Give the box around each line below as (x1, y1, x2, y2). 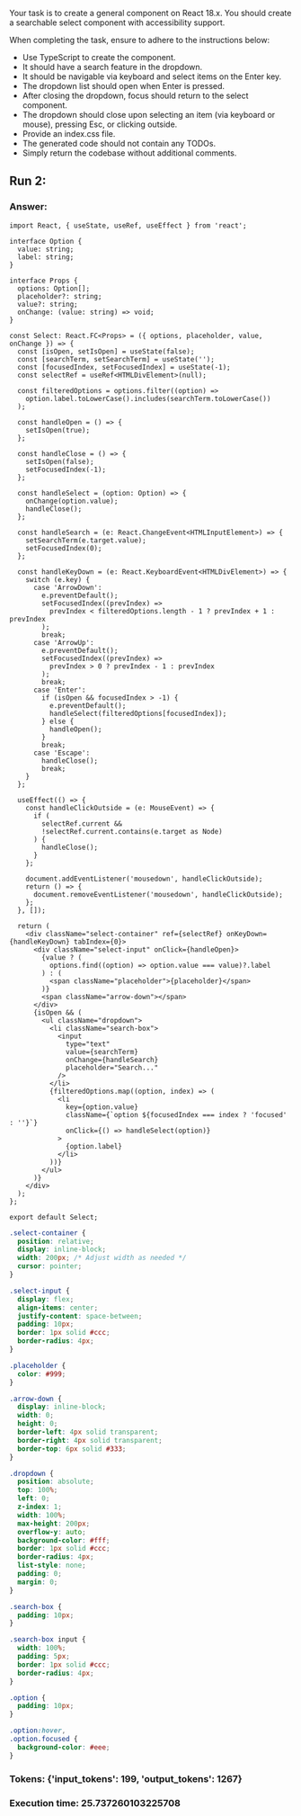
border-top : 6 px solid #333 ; (17, 1444, 127, 1454)
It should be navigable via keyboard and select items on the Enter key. (22, 71, 282, 82)
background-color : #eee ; (17, 1742, 111, 1752)
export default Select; (9, 1212, 99, 1221)
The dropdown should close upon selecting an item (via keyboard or (22, 110, 276, 120)
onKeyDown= (226, 929, 268, 938)
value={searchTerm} (66, 1047, 139, 1056)
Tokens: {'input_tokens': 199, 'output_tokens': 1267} (9, 1772, 243, 1785)
